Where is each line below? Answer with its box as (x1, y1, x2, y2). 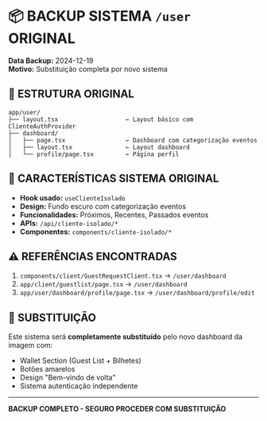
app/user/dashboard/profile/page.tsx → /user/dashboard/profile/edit (19, 288, 256, 298)
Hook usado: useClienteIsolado (19, 193, 126, 202)
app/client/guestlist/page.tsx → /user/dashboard (19, 279, 188, 289)
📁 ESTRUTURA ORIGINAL (8, 88, 135, 101)
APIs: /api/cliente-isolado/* (19, 218, 119, 228)
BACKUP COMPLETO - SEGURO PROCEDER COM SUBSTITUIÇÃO (8, 404, 226, 414)
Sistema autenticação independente (19, 381, 138, 391)
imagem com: (8, 341, 53, 350)
